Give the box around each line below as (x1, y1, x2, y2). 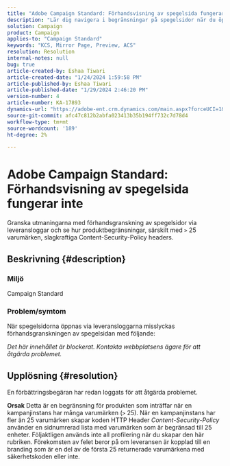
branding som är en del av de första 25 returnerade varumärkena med (7, 445, 205, 453)
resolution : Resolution (7, 49, 75, 56)
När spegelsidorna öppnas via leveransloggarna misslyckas (7, 322, 175, 330)
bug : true (7, 61, 36, 68)
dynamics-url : (7, 106, 48, 113)
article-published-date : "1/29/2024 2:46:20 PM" (7, 86, 149, 93)
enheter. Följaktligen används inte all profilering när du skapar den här (7, 430, 205, 439)
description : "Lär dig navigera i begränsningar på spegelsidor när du (7, 16, 216, 23)
